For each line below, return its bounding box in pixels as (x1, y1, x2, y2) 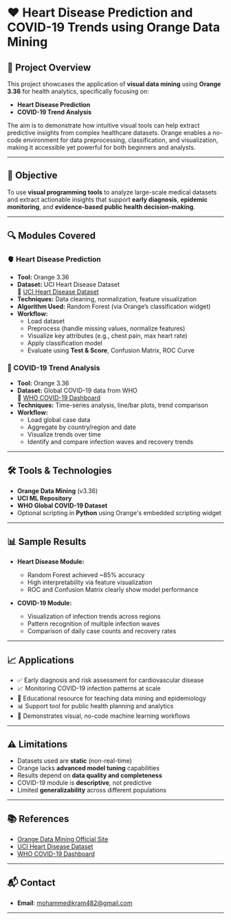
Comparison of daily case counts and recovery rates (27, 627, 177, 635)
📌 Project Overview (7, 61, 91, 73)
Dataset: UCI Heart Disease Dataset (16, 280, 120, 288)
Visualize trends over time (27, 430, 102, 439)
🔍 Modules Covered (7, 230, 96, 242)
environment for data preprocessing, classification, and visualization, (23, 136, 219, 144)
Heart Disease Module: (16, 557, 85, 566)
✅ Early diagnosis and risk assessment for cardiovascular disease (16, 676, 204, 684)
